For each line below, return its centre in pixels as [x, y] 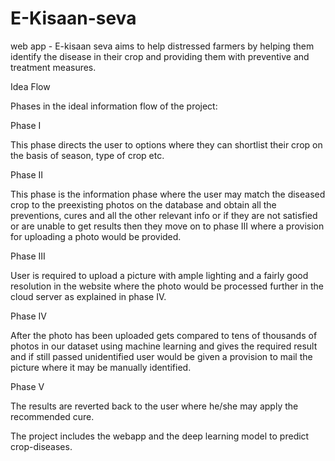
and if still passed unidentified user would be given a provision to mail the [161, 356]
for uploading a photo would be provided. [96, 236]
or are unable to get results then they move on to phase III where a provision [167, 226]
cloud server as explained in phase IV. [88, 296]
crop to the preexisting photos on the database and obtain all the [143, 204]
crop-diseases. [41, 446]
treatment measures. [53, 67]
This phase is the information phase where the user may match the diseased [168, 194]
